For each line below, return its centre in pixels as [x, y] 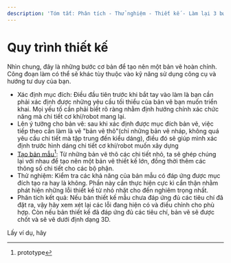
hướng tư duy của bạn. [39, 81]
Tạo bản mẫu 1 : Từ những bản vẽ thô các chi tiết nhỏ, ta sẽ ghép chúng [117, 153]
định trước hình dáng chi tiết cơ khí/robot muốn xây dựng [98, 146]
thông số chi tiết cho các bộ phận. [66, 168]
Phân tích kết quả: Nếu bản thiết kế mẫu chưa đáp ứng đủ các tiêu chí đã [120, 198]
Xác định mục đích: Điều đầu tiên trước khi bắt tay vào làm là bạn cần [115, 94]
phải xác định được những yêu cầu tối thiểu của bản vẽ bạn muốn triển [117, 102]
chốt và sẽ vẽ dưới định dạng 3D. [64, 220]
